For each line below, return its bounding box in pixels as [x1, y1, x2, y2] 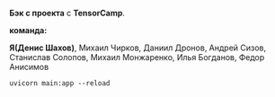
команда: [9, 25, 48, 35]
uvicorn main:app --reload [9, 79, 111, 88]
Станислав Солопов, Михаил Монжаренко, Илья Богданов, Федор [9, 52, 265, 62]
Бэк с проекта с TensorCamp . [9, 8, 126, 18]
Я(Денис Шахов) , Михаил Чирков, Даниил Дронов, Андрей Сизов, [9, 42, 267, 53]
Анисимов [9, 62, 49, 72]
